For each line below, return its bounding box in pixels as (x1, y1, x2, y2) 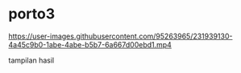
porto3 (8, 5, 55, 23)
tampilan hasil (8, 55, 55, 65)
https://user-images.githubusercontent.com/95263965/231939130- (8, 31, 233, 41)
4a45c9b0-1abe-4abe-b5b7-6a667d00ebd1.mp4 (8, 39, 172, 49)
